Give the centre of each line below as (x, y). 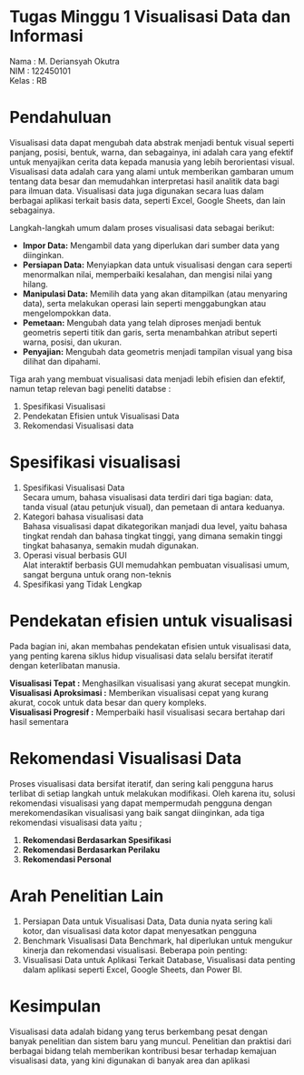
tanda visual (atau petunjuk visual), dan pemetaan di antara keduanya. (154, 507)
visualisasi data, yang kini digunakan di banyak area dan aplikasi (130, 1060)
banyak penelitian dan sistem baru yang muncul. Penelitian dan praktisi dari (151, 1041)
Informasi (46, 36)
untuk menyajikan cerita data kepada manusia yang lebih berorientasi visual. (152, 162)
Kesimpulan (55, 1006)
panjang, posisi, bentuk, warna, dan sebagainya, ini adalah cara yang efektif (152, 152)
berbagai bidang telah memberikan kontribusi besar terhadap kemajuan (143, 1050)
